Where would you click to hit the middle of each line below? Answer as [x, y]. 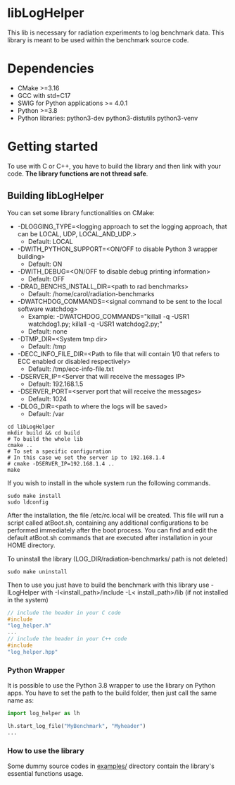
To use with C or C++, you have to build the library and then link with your [114, 166]
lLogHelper [24, 592]
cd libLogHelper [31, 427]
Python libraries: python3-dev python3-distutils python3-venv [108, 118]
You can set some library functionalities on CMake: [81, 212]
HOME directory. [31, 545]
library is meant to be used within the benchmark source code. [98, 39]
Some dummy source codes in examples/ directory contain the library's [111, 766]
